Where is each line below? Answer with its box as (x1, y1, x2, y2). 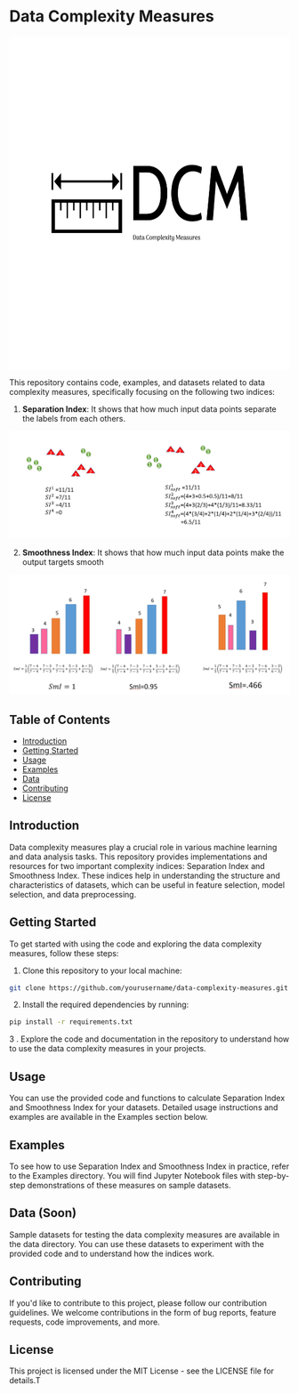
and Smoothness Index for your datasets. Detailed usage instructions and (9, 1102, 278, 1113)
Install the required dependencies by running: (21, 999, 189, 1011)
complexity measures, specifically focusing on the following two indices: (9, 386, 276, 397)
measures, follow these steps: (9, 947, 119, 958)
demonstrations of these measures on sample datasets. (27, 1180, 231, 1190)
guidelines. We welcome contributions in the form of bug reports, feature (9, 1307, 277, 1317)
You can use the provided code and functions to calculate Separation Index (9, 1092, 286, 1104)
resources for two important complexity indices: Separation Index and (9, 860, 265, 871)
